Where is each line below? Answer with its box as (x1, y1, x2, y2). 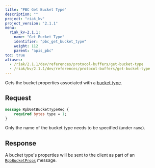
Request (5, 94, 31, 102)
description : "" (5, 12, 38, 17)
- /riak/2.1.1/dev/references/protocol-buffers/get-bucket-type (9, 62, 144, 67)
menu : (5, 25, 16, 30)
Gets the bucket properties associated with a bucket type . (5, 80, 123, 86)
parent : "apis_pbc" (14, 48, 54, 53)
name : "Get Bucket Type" (14, 35, 65, 40)
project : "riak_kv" (5, 16, 45, 21)
